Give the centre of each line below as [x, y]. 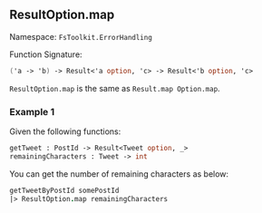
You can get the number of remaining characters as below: [119, 174]
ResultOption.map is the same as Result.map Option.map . [115, 88]
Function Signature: [46, 54]
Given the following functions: [65, 131]
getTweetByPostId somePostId [64, 190]
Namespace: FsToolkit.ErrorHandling [81, 36]
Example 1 [32, 111]
